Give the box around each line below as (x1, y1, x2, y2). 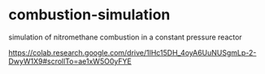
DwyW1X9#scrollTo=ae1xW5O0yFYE (8, 56, 132, 66)
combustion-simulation (8, 6, 171, 24)
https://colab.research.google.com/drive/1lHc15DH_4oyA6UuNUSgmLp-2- (8, 47, 257, 57)
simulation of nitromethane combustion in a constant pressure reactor (8, 32, 242, 42)
